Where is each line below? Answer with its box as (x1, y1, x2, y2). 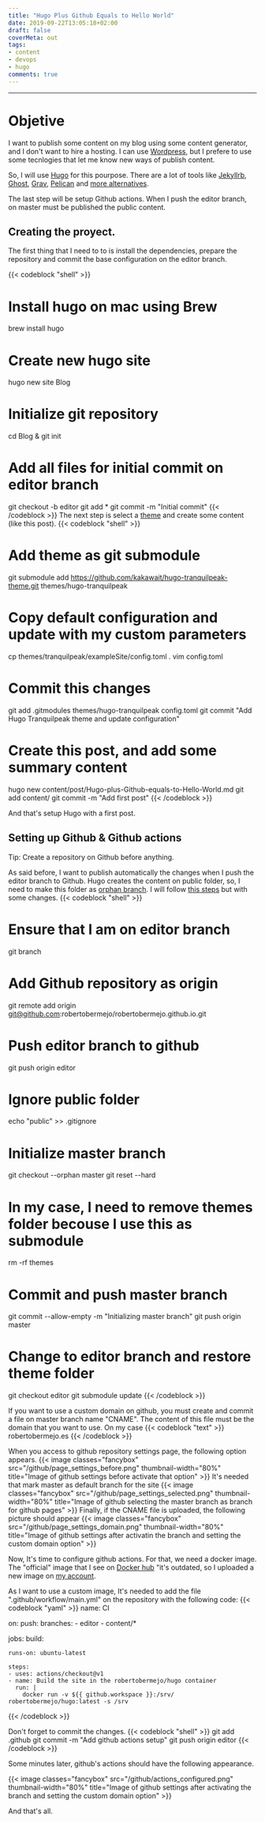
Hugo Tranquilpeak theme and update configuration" (8, 713, 180, 724)
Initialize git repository (8, 405, 159, 423)
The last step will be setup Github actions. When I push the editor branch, (8, 194, 247, 203)
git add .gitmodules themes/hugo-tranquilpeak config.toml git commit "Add (8, 705, 252, 715)
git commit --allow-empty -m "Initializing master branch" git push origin (8, 1312, 242, 1321)
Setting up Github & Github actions (8, 831, 182, 845)
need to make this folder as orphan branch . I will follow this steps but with (8, 884, 248, 894)
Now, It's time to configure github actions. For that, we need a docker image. (8, 1555, 257, 1564)
